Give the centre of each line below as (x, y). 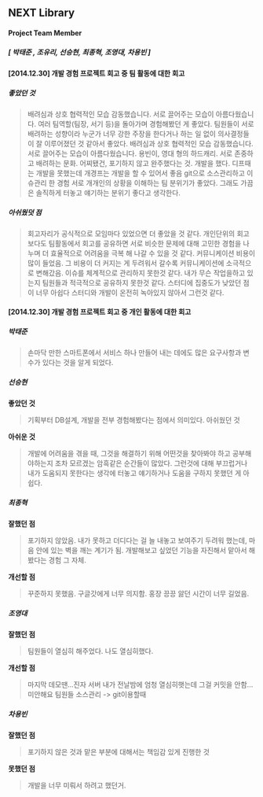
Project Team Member (45, 33)
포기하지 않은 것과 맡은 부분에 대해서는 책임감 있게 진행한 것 (119, 752)
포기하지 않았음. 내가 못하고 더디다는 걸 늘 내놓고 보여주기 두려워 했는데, (137, 541)
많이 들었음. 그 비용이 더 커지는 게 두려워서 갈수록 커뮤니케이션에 (126, 263)
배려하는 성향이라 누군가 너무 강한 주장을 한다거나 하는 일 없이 (121, 134)
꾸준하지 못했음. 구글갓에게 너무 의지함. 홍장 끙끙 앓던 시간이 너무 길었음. (138, 594)
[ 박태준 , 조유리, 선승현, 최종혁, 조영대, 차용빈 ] (80, 52)
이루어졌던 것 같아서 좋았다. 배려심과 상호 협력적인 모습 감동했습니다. (149, 143)
